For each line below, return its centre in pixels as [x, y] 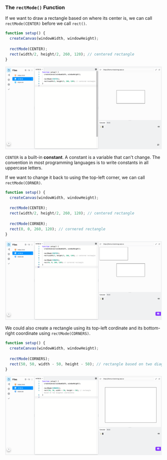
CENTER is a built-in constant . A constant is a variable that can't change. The [83, 157]
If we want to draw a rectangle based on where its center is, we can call [79, 18]
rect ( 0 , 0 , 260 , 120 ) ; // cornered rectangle [58, 229]
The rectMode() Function [35, 7]
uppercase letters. [24, 167]
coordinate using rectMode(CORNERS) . [53, 333]
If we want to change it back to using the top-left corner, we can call [75, 177]
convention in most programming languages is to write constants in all [77, 162]
